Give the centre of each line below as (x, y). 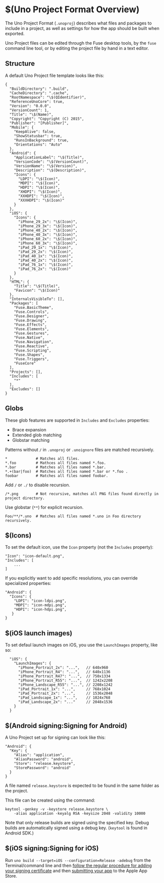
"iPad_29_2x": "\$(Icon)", (46, 252)
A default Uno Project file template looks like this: (55, 76)
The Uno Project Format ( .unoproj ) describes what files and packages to (78, 23)
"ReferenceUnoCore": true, (37, 101)
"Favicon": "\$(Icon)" (37, 290)
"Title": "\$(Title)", (37, 286)
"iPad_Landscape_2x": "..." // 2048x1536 (65, 702)
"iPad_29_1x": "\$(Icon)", (46, 247)
